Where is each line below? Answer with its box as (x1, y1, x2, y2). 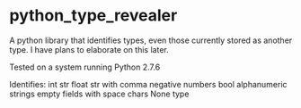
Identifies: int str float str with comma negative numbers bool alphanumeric (9, 79, 288, 89)
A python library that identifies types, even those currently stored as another (9, 35, 293, 46)
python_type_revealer (9, 5, 178, 26)
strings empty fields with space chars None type (9, 88, 190, 99)
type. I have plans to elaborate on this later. (9, 44, 169, 54)
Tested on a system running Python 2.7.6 (9, 62, 161, 72)
